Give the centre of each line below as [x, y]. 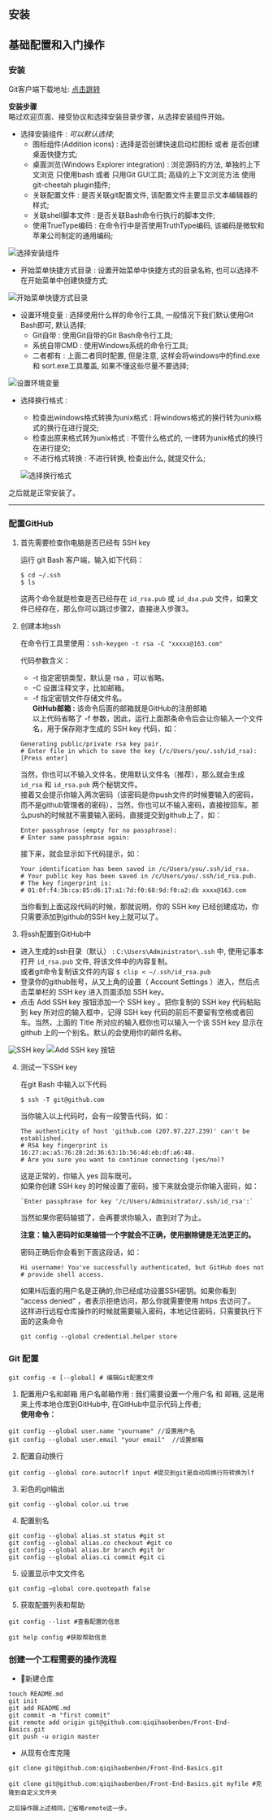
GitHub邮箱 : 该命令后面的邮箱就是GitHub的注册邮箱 [119, 708]
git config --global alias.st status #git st [87, 1535]
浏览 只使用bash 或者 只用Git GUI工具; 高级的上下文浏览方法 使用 [147, 175]
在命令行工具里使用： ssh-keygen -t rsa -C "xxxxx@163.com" [121, 643]
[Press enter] [44, 759]
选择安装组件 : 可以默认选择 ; [67, 134]
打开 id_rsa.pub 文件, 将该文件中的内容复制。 [96, 961]
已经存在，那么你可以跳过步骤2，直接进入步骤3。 [110, 609]
